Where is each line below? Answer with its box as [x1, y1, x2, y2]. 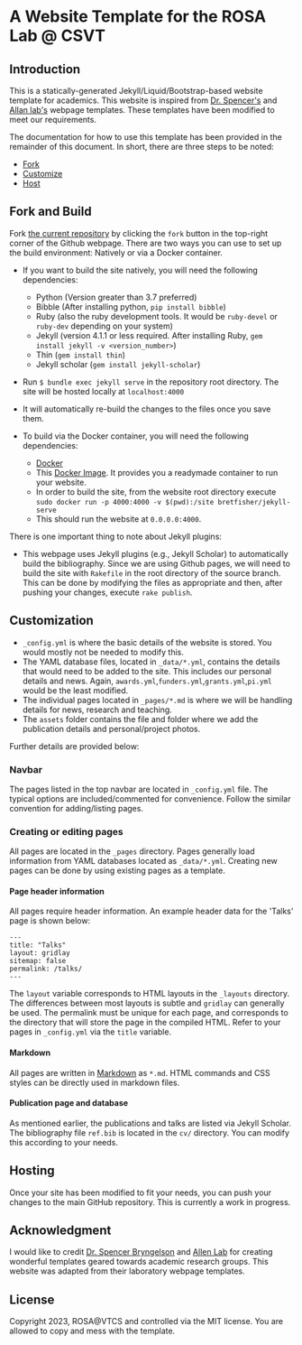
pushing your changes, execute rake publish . [22, 587, 193, 598]
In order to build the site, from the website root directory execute [35, 486, 277, 497]
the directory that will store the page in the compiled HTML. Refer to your [9, 1017, 281, 1028]
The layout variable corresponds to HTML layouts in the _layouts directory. [9, 988, 290, 999]
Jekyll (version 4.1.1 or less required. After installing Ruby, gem [35, 329, 263, 340]
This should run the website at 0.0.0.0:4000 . [35, 513, 202, 524]
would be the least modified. [22, 684, 129, 696]
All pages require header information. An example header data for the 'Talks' [9, 905, 294, 917]
